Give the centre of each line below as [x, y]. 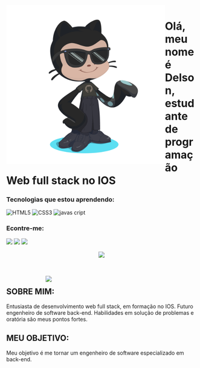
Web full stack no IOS [61, 181]
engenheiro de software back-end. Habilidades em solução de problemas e [100, 312]
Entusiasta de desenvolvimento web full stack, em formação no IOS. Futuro [100, 306]
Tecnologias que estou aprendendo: [60, 200]
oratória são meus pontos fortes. [47, 319]
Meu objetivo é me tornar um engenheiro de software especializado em [95, 353]
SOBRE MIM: [31, 292]
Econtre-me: [25, 228]
